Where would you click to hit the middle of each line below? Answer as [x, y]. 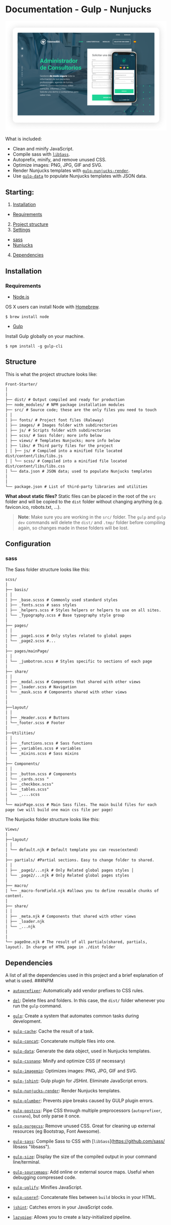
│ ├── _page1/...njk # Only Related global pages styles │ [70, 871]
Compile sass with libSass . [41, 154]
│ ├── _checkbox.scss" [29, 784]
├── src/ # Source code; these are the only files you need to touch [81, 410]
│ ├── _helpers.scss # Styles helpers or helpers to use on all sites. [83, 610]
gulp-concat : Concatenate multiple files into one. [64, 1041]
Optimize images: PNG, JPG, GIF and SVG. [57, 165]
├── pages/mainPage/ [27, 651]
